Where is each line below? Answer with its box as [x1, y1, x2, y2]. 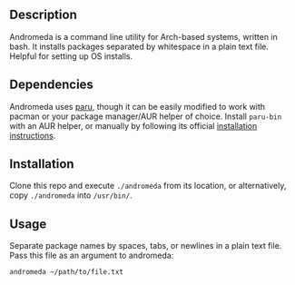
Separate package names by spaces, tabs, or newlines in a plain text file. [9, 241, 282, 251]
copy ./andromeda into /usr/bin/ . [9, 190, 133, 201]
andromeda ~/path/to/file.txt [9, 268, 124, 277]
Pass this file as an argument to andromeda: [9, 250, 174, 261]
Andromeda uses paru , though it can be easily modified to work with [9, 101, 266, 112]
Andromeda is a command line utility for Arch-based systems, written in [9, 31, 279, 42]
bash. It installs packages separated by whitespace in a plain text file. [9, 41, 270, 52]
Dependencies [9, 77, 93, 93]
